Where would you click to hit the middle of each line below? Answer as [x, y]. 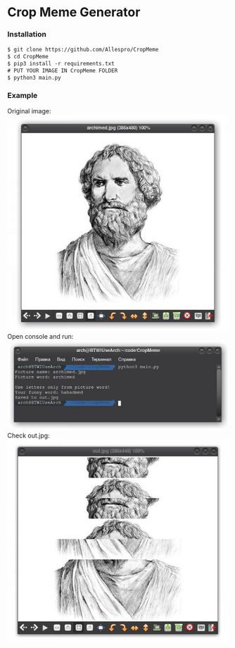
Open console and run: [40, 336]
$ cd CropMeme [28, 57]
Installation [27, 35]
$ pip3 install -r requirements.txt [61, 64]
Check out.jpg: [29, 435]
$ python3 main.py [34, 78]
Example [23, 96]
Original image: [29, 111]
